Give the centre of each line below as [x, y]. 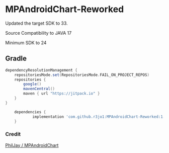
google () [32, 84]
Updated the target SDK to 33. [36, 23]
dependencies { [30, 112]
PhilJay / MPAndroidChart [32, 145]
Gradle [16, 59]
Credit [13, 134]
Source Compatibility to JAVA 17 [38, 33]
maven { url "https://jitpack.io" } [62, 94]
